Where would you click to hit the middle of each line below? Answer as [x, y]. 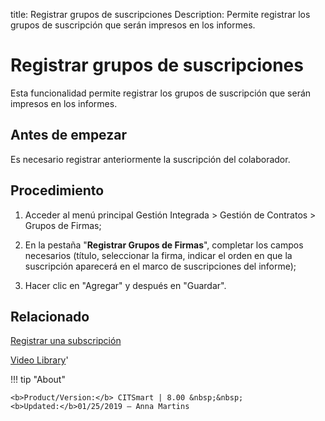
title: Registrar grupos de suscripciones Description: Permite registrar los [160, 14]
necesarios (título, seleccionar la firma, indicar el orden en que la [158, 255]
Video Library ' [39, 360]
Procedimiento [57, 190]
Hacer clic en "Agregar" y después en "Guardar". [125, 285]
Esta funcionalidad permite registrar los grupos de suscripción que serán [161, 93]
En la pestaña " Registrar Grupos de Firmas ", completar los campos [164, 245]
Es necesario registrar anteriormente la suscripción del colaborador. [150, 159]
